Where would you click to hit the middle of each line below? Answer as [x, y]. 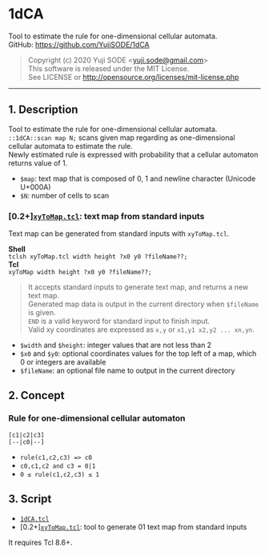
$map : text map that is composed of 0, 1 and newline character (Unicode [138, 178]
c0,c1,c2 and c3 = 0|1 [58, 466]
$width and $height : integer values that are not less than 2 [116, 345]
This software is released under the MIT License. [108, 68]
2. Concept [36, 395]
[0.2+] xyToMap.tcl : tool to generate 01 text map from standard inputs [133, 527]
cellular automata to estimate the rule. [71, 146]
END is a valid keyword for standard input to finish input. [119, 321]
